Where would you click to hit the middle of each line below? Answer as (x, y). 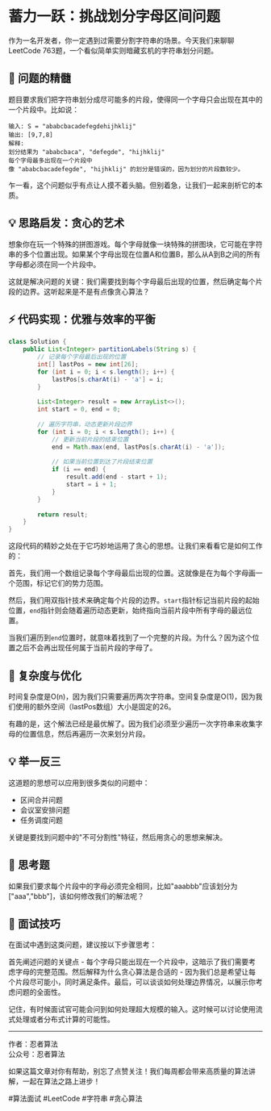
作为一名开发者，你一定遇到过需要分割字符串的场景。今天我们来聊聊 (121, 40)
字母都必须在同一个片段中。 (54, 264)
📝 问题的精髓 (40, 79)
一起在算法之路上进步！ (61, 1081)
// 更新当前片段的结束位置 (90, 439)
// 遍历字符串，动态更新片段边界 (85, 424)
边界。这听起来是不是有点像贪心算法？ (86, 291)
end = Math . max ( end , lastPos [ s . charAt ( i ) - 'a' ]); (138, 447)
